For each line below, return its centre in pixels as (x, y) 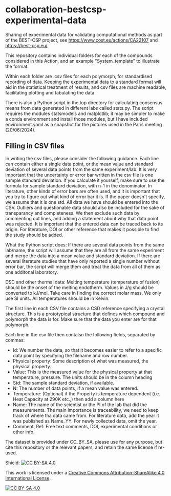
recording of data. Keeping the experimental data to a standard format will (83, 82)
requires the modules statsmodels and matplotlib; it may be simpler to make (85, 113)
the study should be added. (34, 235)
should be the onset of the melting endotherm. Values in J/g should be (80, 287)
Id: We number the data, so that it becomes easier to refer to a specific (87, 350)
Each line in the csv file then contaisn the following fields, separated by (80, 334)
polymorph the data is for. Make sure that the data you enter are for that (81, 319)
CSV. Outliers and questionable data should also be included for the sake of (85, 207)
